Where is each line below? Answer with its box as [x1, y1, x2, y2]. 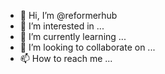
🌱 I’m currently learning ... [19, 31, 127, 42]
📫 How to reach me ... [19, 53, 113, 64]
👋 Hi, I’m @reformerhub [19, 10, 118, 21]
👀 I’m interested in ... [19, 20, 105, 32]
